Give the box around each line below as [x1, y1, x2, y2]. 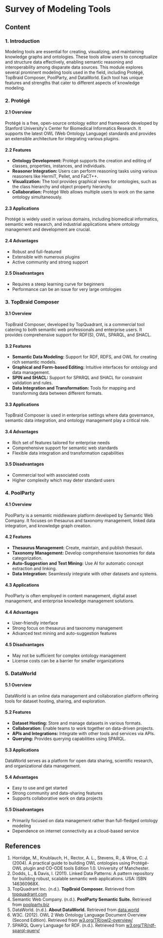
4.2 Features [5, 534, 32, 540]
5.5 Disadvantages [5, 807, 44, 812]
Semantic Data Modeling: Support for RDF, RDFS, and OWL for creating [12, 354, 157, 360]
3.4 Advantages [5, 429, 38, 435]
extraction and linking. [12, 566, 57, 571]
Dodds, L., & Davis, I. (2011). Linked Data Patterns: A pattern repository [12, 871, 154, 876]
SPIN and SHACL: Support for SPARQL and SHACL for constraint [12, 375, 143, 381]
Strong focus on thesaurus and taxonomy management [12, 625, 123, 631]
